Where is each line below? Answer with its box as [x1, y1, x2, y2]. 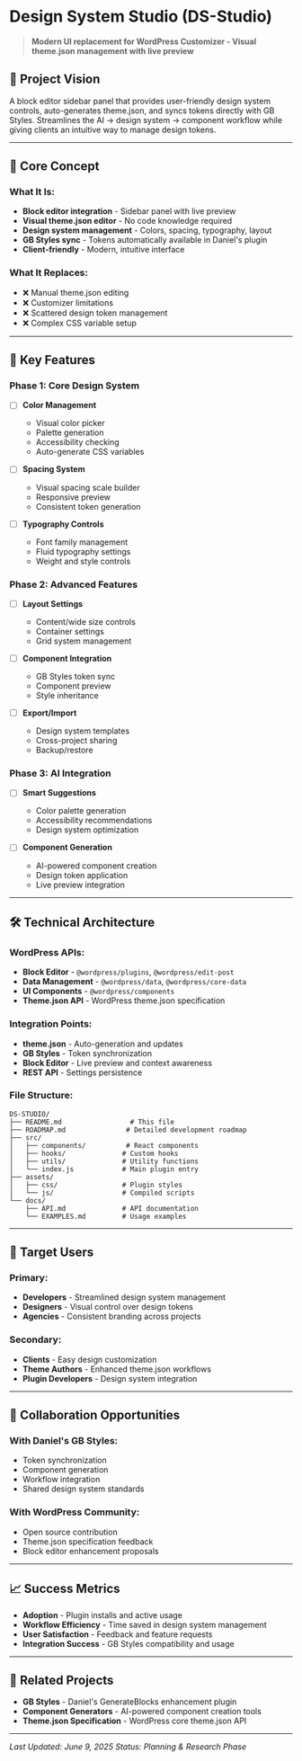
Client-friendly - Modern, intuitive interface [22, 245, 185, 255]
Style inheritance [35, 690, 99, 701]
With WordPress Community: [9, 1506, 140, 1518]
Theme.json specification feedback [22, 1535, 154, 1547]
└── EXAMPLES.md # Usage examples [25, 1212, 187, 1221]
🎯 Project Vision [9, 72, 101, 87]
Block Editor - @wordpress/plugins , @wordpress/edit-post [22, 966, 235, 977]
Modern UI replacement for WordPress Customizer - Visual [31, 36, 257, 47]
